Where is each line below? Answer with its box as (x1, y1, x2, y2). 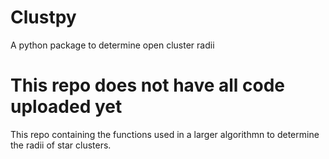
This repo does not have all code (10, 74, 286, 97)
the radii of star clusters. (10, 139, 112, 151)
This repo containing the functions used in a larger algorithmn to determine (10, 128, 320, 140)
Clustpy (10, 6, 77, 29)
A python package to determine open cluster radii (10, 39, 215, 51)
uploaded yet (10, 96, 123, 118)
